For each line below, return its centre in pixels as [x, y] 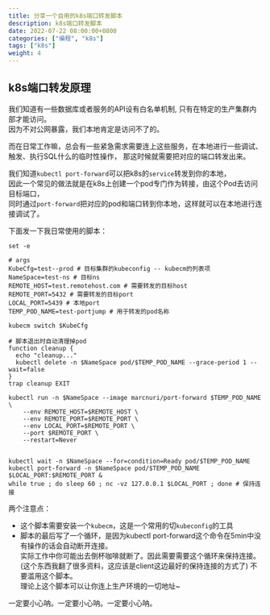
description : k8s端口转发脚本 [55, 23]
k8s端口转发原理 [50, 88]
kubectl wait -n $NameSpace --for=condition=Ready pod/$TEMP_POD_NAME [129, 461]
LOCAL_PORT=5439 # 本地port [54, 303]
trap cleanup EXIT [39, 384]
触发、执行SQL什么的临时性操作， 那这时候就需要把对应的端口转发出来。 [129, 156]
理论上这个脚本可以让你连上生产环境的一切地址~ [100, 586]
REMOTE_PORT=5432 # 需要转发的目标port [71, 294]
